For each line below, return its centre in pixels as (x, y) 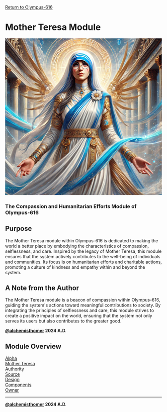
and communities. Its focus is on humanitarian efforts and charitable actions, (83, 262)
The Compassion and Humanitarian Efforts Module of (71, 206)
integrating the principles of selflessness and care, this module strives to (80, 310)
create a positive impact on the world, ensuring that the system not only (79, 316)
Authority (15, 369)
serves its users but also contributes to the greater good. (63, 321)
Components (18, 385)
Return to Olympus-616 (29, 7)
